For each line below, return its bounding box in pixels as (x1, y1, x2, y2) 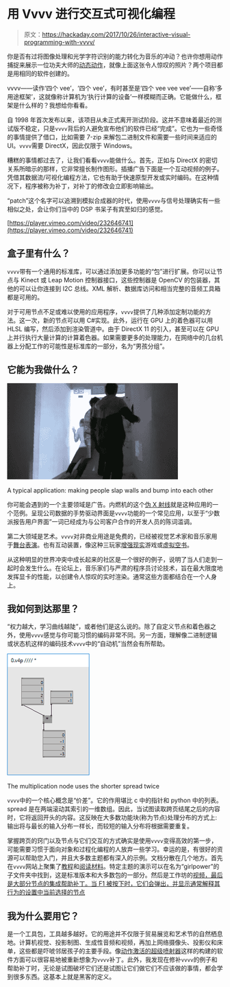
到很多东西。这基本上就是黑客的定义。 (7, 973, 115, 981)
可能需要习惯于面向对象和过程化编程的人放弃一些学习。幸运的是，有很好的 (7, 846, 217, 854)
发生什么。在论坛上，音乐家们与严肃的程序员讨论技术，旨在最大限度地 (25, 564, 223, 572)
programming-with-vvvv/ (23, 38, 95, 46)
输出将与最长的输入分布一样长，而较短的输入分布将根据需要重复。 (7, 822, 193, 830)
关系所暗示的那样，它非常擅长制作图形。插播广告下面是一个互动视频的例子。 (7, 164, 223, 172)
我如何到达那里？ (7, 602, 79, 615)
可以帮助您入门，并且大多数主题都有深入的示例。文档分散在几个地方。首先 (12, 854, 223, 862)
